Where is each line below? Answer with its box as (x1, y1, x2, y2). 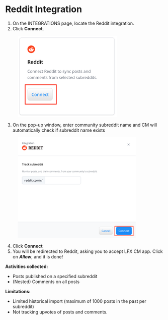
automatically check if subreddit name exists (12, 127, 106, 133)
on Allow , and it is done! (12, 254, 63, 260)
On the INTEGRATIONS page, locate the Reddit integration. (12, 20, 134, 26)
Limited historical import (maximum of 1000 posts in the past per (12, 298, 147, 304)
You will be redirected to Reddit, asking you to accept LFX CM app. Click (12, 248, 163, 254)
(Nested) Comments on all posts (12, 279, 79, 285)
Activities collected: (5, 263, 48, 270)
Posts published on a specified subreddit (12, 274, 98, 280)
